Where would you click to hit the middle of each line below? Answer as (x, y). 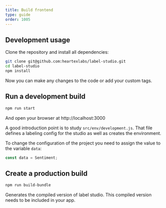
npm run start (20, 108)
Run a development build (45, 97)
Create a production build (46, 173)
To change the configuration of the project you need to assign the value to (83, 143)
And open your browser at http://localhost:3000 (55, 118)
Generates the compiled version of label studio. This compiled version (78, 195)
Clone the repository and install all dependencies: (57, 52)
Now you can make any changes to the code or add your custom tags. (79, 80)
